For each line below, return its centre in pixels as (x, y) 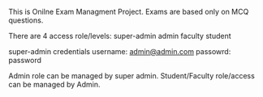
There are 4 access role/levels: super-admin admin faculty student (120, 36)
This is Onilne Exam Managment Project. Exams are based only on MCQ (129, 12)
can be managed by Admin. (54, 84)
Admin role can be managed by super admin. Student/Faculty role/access (132, 76)
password (25, 60)
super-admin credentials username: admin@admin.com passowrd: (120, 51)
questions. (26, 20)
